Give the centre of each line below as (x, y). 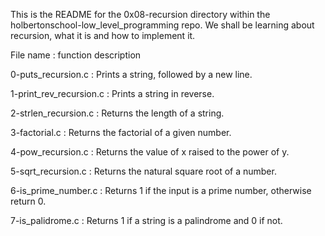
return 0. (28, 201)
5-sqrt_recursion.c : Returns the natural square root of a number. (143, 171)
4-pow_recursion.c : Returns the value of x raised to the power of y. (150, 152)
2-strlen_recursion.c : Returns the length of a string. (117, 113)
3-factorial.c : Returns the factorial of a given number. (121, 132)
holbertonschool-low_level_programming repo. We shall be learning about (162, 25)
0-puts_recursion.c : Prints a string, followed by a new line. (131, 74)
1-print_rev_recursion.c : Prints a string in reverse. (112, 93)
